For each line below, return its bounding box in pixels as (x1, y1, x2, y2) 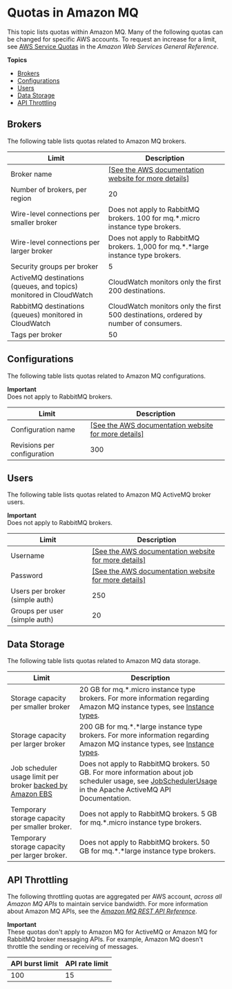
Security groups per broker (10, 261, 99, 271)
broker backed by (10, 780, 68, 790)
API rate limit (65, 959, 108, 968)
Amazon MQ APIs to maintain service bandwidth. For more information (7, 900, 209, 908)
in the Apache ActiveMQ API (79, 785, 171, 795)
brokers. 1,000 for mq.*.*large (108, 242, 209, 251)
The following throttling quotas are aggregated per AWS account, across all (7, 892, 222, 901)
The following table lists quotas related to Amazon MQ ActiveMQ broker (7, 490, 211, 499)
